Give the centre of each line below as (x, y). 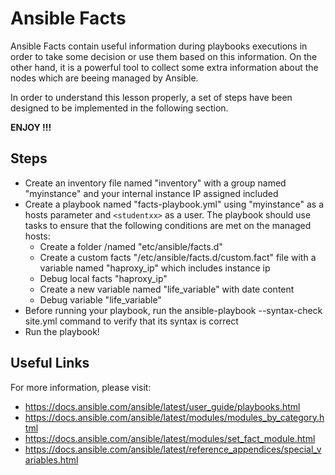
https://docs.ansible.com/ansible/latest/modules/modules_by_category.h (174, 417)
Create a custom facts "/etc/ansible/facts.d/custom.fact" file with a (178, 257)
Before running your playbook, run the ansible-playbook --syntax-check (173, 310)
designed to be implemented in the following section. (119, 108)
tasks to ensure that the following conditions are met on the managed (168, 225)
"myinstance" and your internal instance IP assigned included (151, 193)
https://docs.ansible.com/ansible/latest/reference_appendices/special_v (173, 449)
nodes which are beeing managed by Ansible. (104, 78)
